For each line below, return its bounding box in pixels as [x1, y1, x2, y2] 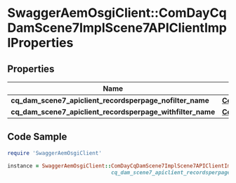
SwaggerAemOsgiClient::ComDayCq [7, 5, 227, 21]
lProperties [7, 35, 74, 51]
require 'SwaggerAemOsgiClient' [7, 149, 102, 156]
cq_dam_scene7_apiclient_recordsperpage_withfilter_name [11, 107, 216, 117]
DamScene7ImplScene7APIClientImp [7, 20, 227, 36]
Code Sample [7, 131, 67, 143]
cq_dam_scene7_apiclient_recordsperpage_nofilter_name [11, 96, 209, 105]
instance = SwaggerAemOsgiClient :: [7, 162, 112, 170]
